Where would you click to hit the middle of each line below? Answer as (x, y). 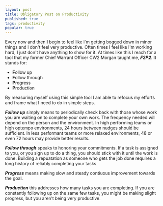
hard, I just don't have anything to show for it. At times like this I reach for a (81, 53)
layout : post (18, 10)
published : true (22, 19)
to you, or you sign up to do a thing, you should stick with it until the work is (81, 153)
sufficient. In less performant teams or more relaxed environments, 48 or (79, 133)
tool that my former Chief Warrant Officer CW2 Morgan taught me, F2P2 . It (81, 58)
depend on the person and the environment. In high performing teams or (79, 123)
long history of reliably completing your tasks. (51, 164)
